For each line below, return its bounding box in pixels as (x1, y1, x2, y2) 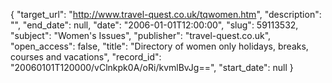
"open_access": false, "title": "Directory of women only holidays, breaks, (10, 40, 309, 52)
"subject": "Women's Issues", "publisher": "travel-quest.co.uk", (10, 30, 272, 41)
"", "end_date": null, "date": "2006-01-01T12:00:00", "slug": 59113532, (10, 19, 299, 31)
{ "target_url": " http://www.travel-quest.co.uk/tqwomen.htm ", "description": (10, 9, 322, 20)
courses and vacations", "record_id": (10, 51, 162, 63)
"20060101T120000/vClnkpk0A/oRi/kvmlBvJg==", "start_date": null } (10, 62, 294, 73)
